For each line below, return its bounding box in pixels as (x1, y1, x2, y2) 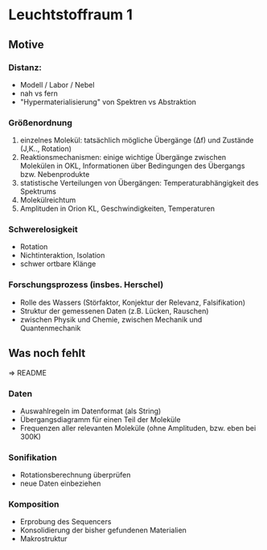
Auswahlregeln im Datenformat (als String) (19, 406, 162, 416)
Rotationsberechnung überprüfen (19, 470, 131, 480)
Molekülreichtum (19, 195, 76, 205)
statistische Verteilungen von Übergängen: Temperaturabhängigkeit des (19, 179, 259, 188)
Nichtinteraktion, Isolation (19, 251, 105, 261)
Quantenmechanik (19, 323, 81, 333)
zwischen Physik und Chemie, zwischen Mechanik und (19, 314, 203, 324)
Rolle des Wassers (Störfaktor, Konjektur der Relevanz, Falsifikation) (19, 298, 246, 307)
